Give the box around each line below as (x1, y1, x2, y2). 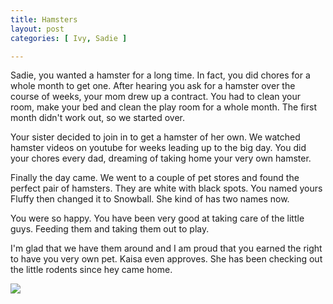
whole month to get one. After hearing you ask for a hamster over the (10, 80, 296, 92)
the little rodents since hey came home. (10, 264, 173, 276)
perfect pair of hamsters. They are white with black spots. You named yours (10, 182, 323, 195)
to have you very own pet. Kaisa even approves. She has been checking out (10, 253, 323, 265)
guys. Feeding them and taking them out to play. (10, 223, 210, 235)
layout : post (10, 24, 65, 34)
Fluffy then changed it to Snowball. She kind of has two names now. (10, 193, 290, 205)
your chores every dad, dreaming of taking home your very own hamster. (10, 152, 312, 165)
